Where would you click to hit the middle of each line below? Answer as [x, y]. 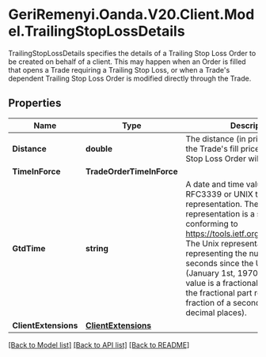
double [99, 148]
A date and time [215, 184]
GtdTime [29, 248]
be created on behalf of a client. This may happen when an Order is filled [127, 62]
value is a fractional [222, 283]
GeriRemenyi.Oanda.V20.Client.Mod [131, 15]
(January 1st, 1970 [222, 272]
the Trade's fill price [222, 148]
